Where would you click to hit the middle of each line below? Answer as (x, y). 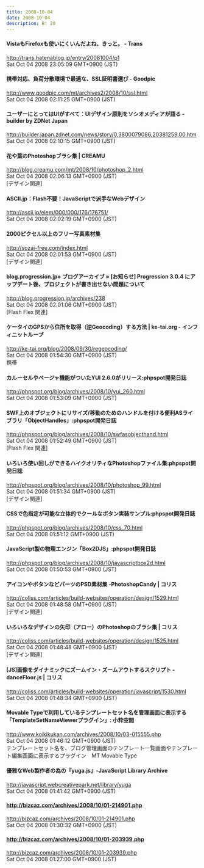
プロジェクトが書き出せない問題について (94, 284)
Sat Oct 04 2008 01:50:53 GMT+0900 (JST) (62, 569)
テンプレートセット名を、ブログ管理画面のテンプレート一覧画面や (89, 748)
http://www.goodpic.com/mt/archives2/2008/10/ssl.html (77, 93)
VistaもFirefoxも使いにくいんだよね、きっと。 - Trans (75, 43)
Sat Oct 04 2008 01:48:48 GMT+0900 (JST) (62, 647)
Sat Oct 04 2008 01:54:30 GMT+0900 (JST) (62, 355)
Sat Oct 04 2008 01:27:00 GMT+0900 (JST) (62, 859)
